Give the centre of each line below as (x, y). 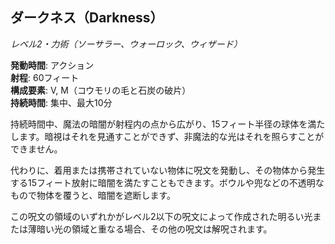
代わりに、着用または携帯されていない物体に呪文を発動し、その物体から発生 (168, 170)
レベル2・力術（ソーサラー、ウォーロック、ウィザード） (126, 44)
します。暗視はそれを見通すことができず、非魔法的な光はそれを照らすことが (167, 136)
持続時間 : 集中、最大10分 (61, 102)
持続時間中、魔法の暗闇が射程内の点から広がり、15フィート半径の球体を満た (168, 124)
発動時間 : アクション (52, 65)
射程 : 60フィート (45, 77)
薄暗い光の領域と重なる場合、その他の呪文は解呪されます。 (150, 229)
